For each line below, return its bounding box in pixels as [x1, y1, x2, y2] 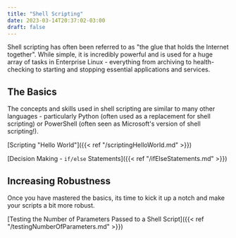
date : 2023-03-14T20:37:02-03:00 [7, 17, 106, 24]
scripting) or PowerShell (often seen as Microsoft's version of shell [7, 119, 201, 128]
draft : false [7, 23, 46, 30]
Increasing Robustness [7, 174, 111, 187]
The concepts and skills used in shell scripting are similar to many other [7, 105, 216, 113]
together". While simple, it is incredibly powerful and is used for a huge [7, 50, 213, 59]
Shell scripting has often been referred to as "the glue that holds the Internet [7, 43, 229, 52]
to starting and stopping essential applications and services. [35, 65, 211, 74]
